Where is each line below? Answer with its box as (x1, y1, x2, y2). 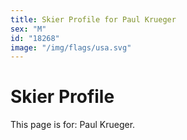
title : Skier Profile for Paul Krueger (10, 14, 177, 25)
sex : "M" (10, 24, 47, 34)
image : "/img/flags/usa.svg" (10, 42, 132, 53)
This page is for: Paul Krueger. (10, 119, 136, 131)
